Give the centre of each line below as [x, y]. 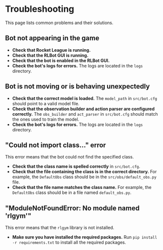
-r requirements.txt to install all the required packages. [69, 243]
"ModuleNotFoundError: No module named [72, 208]
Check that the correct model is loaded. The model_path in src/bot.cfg [85, 98]
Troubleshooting [40, 9]
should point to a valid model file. [46, 103]
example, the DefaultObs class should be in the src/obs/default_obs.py [84, 177]
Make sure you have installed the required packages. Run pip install [84, 237]
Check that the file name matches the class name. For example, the [82, 187]
